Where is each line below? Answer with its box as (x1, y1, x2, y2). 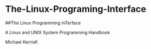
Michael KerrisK (5, 39, 38, 45)
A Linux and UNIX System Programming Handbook (5, 29, 110, 35)
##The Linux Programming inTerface (5, 20, 81, 26)
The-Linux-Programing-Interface (5, 3, 146, 15)
